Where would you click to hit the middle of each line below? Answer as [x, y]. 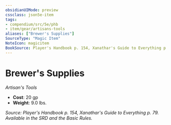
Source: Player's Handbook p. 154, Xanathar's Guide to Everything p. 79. [82, 112]
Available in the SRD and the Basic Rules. [49, 118]
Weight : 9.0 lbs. [30, 103]
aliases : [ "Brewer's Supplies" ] [40, 34]
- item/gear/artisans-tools [35, 29]
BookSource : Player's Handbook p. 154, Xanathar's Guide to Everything [83, 48]
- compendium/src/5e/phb [32, 24]
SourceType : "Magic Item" [33, 39]
